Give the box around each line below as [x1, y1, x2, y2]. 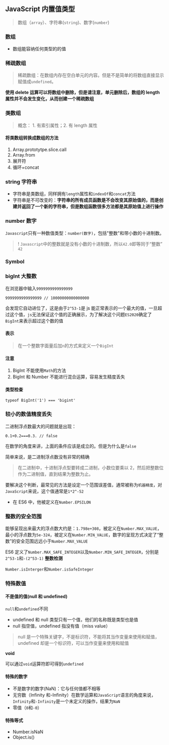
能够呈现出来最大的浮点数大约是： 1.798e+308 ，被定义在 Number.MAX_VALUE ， [5, 525, 162, 531]
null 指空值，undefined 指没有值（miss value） [12, 623, 110, 629]
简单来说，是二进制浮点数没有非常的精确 [5, 454, 90, 460]
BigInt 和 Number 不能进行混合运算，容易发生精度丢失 [12, 374, 125, 380]
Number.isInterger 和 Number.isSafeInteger [5, 566, 94, 572]
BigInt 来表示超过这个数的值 [5, 317, 63, 324]
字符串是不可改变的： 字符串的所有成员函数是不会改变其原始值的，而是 [12, 197, 159, 203]
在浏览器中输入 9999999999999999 [5, 285, 73, 291]
